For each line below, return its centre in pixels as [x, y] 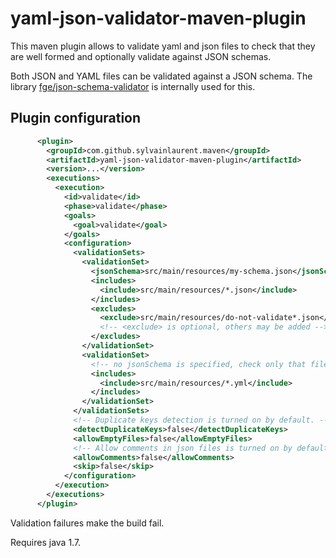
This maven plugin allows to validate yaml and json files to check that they [163, 46]
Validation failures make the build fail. [87, 523]
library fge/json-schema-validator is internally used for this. [133, 86]
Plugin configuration [76, 118]
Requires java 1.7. [46, 542]
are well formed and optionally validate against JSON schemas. [141, 56]
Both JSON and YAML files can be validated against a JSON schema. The [161, 76]
